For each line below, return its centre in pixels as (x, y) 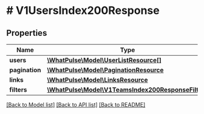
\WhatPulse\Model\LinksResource (97, 80)
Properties (27, 33)
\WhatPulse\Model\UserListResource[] (104, 60)
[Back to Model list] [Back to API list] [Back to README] (76, 105)
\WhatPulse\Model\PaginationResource (105, 70)
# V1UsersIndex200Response (83, 11)
